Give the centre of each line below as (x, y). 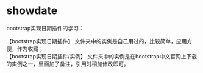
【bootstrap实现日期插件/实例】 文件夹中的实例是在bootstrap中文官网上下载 (101, 56)
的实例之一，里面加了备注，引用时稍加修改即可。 (68, 64)
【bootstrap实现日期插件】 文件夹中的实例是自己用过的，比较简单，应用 (97, 41)
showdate (32, 11)
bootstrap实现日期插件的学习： (45, 28)
